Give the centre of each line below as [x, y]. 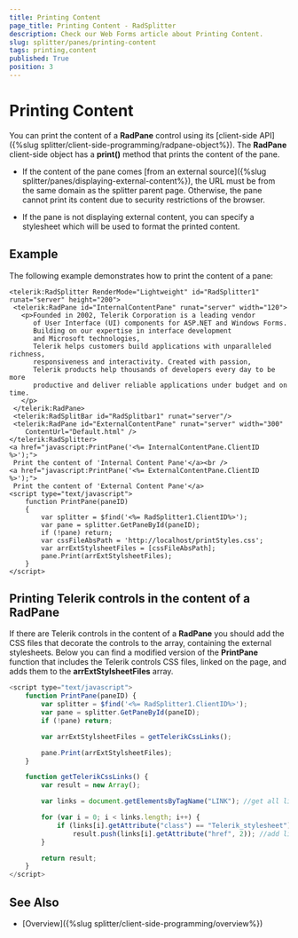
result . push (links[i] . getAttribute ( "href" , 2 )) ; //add [176, 834]
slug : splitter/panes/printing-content [83, 42]
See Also [34, 902]
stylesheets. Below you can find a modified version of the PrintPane [134, 652]
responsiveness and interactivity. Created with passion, [142, 362]
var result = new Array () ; [91, 785]
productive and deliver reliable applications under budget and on [160, 385]
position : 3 [31, 67]
